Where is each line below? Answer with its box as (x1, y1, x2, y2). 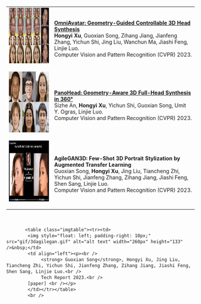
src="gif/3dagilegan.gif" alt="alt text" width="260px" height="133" (6, 238, 184, 245)
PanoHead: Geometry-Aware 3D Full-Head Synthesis (54, 89, 191, 96)
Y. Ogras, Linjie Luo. (54, 108, 103, 115)
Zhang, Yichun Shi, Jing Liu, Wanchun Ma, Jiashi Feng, (54, 38, 188, 45)
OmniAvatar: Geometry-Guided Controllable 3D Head (54, 19, 191, 26)
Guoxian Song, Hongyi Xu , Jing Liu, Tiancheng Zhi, (54, 168, 180, 175)
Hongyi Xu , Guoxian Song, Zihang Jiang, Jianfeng (54, 32, 178, 39)
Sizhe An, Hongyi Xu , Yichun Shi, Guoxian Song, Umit (54, 102, 187, 109)
